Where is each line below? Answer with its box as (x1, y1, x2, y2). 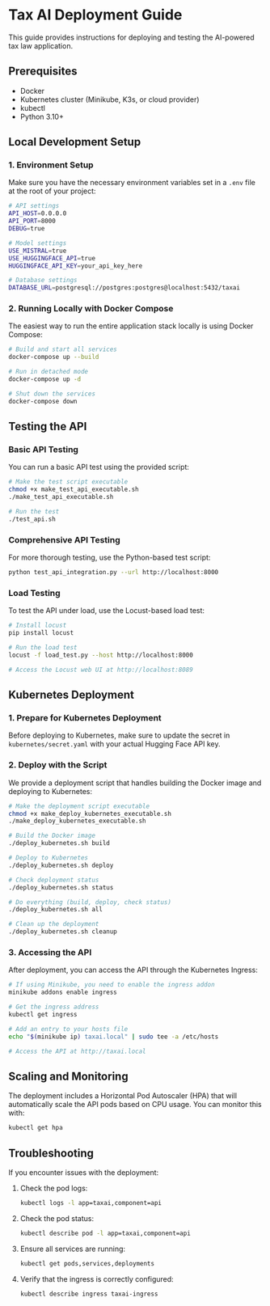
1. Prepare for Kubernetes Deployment (8, 712, 162, 723)
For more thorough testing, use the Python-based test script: (8, 552, 211, 563)
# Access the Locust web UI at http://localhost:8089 (8, 666, 194, 674)
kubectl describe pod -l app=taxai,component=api (19, 1229, 192, 1237)
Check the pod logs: (19, 1183, 88, 1193)
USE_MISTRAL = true (8, 247, 67, 255)
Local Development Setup (8, 135, 141, 149)
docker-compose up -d (8, 375, 82, 383)
